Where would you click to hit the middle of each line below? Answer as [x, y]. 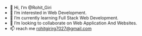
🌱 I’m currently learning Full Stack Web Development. [64, 18]
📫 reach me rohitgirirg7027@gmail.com [51, 28]
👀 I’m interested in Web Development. [48, 13]
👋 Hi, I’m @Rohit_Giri [31, 8]
